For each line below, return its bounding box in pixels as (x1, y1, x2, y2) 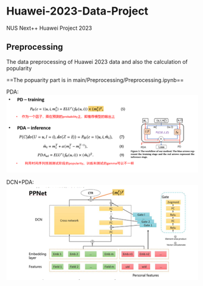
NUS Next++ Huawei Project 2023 (6, 24, 92, 32)
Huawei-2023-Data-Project (6, 4, 149, 18)
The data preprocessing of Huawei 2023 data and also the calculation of (6, 58, 188, 65)
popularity (6, 64, 32, 72)
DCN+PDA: (6, 179, 35, 186)
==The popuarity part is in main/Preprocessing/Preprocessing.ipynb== (6, 76, 184, 83)
